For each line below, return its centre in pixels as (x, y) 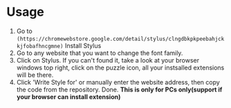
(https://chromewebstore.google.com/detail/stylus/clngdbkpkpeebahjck (120, 39)
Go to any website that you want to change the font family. (100, 53)
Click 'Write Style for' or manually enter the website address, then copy (118, 82)
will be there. (35, 75)
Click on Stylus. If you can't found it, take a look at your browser (108, 60)
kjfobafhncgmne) (40, 46)
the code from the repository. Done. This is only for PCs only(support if (119, 89)
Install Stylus (83, 45)
